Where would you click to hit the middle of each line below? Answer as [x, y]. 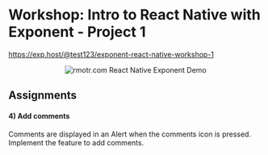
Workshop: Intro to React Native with [134, 15]
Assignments [43, 96]
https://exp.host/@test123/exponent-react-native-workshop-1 [111, 54]
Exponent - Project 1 [77, 32]
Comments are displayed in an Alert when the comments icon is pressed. [130, 134]
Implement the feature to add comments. [76, 142]
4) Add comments [39, 115]
